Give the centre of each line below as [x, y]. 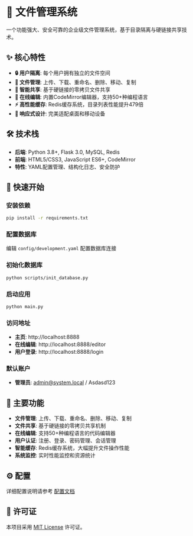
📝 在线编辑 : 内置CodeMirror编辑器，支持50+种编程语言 [81, 97]
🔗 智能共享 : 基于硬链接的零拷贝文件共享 [63, 89]
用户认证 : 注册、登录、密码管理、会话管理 [65, 441]
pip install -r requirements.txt [47, 218]
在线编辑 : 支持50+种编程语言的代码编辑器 [65, 433]
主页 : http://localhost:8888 [47, 337]
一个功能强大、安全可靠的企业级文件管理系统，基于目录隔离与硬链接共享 [94, 30]
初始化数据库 [24, 265]
